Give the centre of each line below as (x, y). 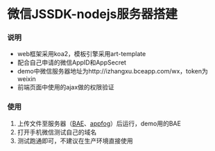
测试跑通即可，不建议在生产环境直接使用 (75, 141)
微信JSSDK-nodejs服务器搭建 (93, 14)
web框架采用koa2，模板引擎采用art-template (81, 54)
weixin (26, 79)
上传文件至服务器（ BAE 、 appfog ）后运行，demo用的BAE (99, 123)
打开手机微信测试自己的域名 (57, 132)
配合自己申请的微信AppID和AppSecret (72, 62)
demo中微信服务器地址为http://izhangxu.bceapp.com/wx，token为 (112, 71)
